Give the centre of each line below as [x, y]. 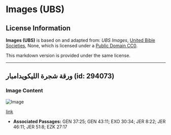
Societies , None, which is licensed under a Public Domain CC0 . [72, 46]
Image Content [25, 91]
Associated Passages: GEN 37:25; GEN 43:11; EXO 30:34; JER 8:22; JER [89, 121]
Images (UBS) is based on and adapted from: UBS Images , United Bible [80, 40]
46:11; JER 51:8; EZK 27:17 [40, 127]
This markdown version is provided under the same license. [68, 55]
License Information [38, 28]
